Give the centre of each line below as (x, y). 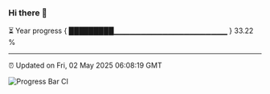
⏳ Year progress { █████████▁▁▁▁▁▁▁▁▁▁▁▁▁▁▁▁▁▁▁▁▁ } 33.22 (131, 31)
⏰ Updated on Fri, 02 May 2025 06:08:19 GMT (85, 65)
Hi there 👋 (28, 13)
